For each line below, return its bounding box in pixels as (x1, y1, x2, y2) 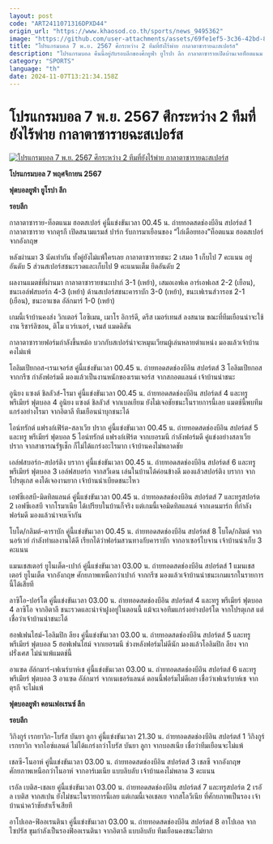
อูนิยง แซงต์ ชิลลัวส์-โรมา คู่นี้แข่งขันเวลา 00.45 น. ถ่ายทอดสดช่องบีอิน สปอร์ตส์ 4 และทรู (9, 387, 248, 398)
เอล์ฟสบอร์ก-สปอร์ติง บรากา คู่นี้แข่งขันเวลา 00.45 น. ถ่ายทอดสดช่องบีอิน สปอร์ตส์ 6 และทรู (9, 457, 256, 467)
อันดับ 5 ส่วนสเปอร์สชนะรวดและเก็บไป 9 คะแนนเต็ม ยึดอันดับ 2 (9, 261, 181, 271)
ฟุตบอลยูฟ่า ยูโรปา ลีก (9, 184, 67, 195)
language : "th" (9, 65, 61, 73)
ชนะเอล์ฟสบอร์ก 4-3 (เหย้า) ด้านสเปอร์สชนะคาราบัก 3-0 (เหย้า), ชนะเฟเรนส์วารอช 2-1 (9, 286, 245, 296)
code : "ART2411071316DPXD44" (9, 19, 108, 28)
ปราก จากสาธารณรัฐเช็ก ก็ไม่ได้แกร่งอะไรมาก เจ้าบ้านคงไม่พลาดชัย (9, 440, 183, 451)
